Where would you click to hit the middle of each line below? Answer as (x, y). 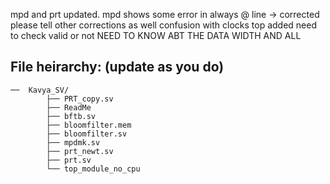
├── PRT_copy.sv (80, 99)
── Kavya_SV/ (40, 90)
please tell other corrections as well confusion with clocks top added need (164, 25)
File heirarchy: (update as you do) (117, 67)
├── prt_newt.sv (80, 151)
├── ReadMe (69, 107)
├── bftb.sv (71, 116)
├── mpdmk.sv (73, 142)
